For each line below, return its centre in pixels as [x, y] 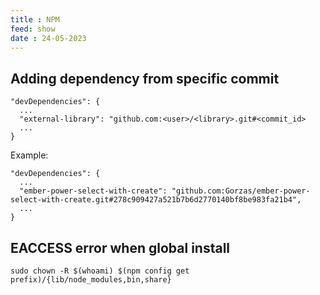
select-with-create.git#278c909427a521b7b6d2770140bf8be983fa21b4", [156, 200]
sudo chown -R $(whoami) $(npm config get [100, 271]
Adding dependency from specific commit [145, 78]
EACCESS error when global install [120, 247]
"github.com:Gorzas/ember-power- [241, 191]
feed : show [33, 29]
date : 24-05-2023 [48, 38]
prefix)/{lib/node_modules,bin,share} [91, 280]
